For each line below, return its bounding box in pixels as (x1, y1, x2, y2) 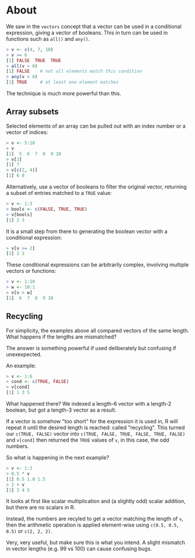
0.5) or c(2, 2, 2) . (6, 528, 53, 535)
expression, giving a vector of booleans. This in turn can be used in (6, 29, 168, 36)
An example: (6, 362, 36, 369)
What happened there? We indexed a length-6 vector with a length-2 (6, 400, 172, 408)
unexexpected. (6, 351, 42, 358)
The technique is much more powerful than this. (6, 90, 121, 97)
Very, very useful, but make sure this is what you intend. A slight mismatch (6, 539, 186, 546)
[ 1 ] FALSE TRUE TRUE (6, 57, 61, 63)
